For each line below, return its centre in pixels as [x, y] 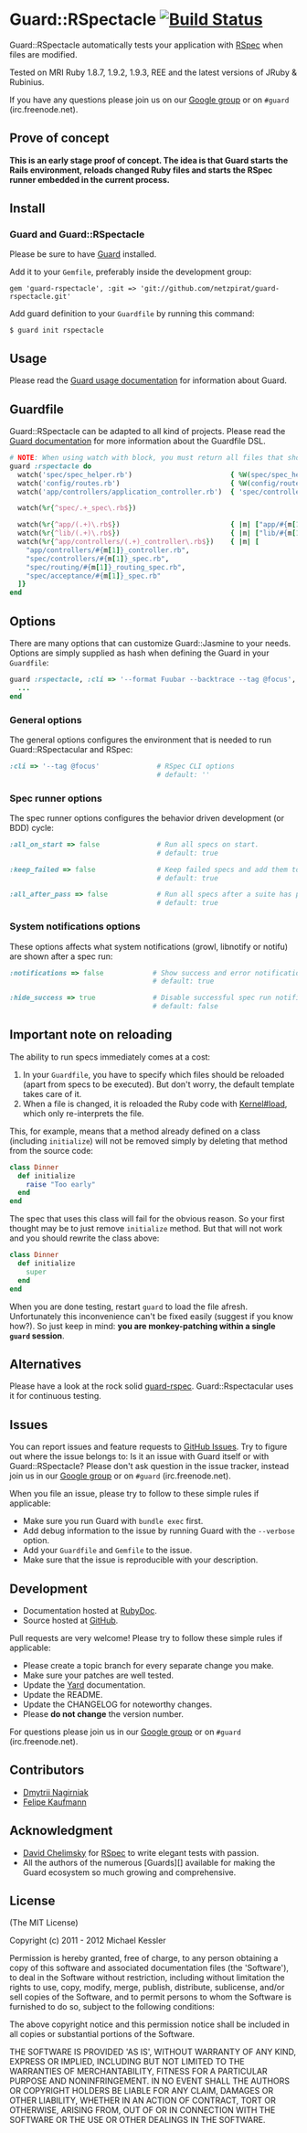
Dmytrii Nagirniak [55, 1792]
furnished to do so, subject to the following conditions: [112, 2007]
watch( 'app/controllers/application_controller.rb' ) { [126, 492]
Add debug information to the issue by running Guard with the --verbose [159, 1530]
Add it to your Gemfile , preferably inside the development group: [131, 272]
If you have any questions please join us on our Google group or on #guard [149, 100]
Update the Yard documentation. [84, 1685]
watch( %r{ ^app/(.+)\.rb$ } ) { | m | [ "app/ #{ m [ [157, 525]
